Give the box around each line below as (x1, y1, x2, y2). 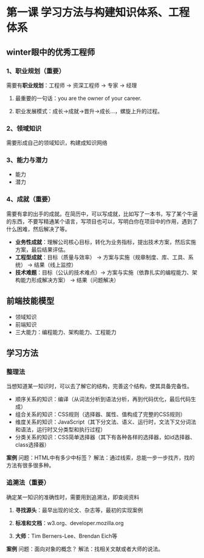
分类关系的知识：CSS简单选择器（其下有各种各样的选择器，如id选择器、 (15, 433, 195, 441)
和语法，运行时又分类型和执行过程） (15, 426, 106, 433)
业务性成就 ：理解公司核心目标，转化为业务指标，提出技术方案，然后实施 (15, 238, 196, 245)
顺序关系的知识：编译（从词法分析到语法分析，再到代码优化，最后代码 (15, 396, 191, 403)
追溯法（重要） (6, 478, 50, 487)
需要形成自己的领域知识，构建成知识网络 (6, 139, 107, 147)
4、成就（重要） (6, 195, 55, 204)
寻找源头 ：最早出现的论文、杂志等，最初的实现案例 (15, 506, 143, 514)
